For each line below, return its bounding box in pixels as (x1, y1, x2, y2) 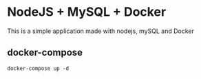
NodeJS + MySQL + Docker (7, 4, 167, 20)
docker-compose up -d (7, 65, 70, 72)
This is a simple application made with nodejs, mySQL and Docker (7, 27, 195, 35)
